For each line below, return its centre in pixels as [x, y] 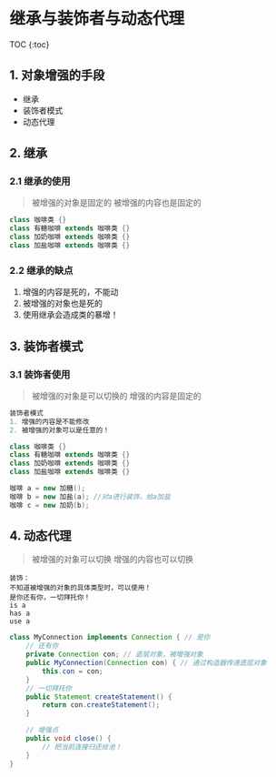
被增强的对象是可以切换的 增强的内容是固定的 [116, 396]
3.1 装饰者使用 [40, 374]
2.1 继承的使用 [40, 181]
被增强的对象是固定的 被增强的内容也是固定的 [116, 203]
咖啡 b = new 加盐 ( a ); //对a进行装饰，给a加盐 [90, 497]
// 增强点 [42, 730]
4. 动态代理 [40, 536]
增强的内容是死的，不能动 [70, 292]
